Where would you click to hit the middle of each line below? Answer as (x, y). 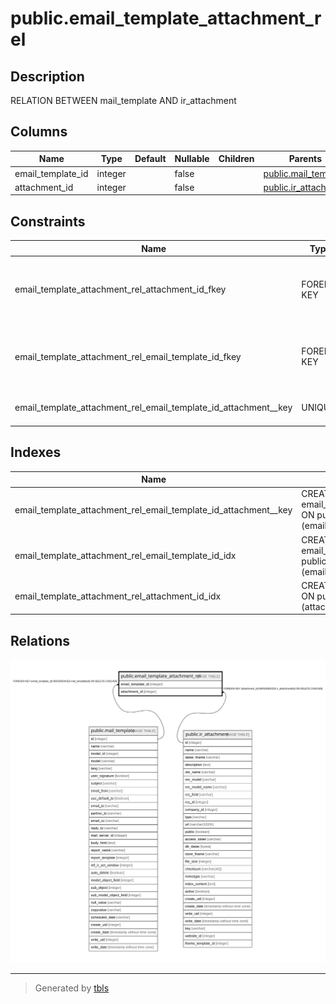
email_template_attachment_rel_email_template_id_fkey (128, 356)
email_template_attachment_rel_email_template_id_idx (125, 556)
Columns (39, 132)
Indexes (36, 452)
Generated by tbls (72, 988)
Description (47, 76)
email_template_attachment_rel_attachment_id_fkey (120, 289)
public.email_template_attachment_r (166, 18)
